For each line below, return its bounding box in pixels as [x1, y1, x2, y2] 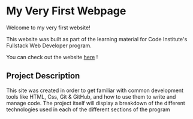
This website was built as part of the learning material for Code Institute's [6, 35, 188, 42]
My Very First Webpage [6, 4, 126, 18]
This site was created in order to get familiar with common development [6, 87, 184, 94]
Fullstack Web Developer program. [6, 42, 92, 49]
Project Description [6, 71, 80, 81]
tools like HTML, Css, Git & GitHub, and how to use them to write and [6, 93, 176, 100]
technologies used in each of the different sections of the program [6, 106, 171, 113]
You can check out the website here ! [6, 53, 98, 60]
